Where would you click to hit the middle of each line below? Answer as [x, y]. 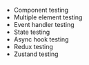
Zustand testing [36, 54]
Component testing [41, 10]
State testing [32, 32]
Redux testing [33, 47]
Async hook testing [41, 39]
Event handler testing [44, 25]
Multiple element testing [48, 17]
